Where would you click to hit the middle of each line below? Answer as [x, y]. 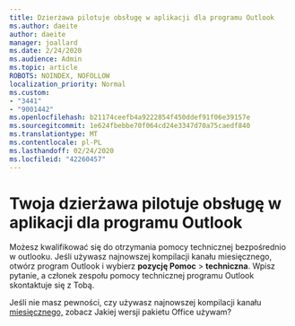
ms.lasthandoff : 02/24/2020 [62, 150]
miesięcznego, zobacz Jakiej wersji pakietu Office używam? [121, 312]
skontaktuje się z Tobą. [52, 285]
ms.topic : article [43, 68]
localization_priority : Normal [68, 84]
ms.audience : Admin [46, 59]
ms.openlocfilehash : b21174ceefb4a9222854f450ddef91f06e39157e [130, 117]
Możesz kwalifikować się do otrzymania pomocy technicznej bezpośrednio [148, 247]
